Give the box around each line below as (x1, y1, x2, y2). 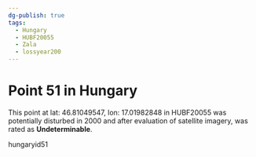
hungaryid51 (8, 139, 49, 149)
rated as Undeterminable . (8, 124, 93, 133)
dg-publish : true (8, 11, 65, 20)
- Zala (15, 41, 37, 49)
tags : (8, 19, 26, 27)
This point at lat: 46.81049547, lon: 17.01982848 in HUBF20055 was (8, 108, 227, 117)
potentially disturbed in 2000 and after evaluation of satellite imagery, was (8, 115, 249, 126)
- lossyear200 (15, 48, 61, 56)
